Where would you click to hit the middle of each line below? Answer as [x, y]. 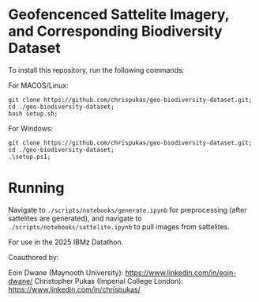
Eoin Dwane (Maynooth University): [66, 272]
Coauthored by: [34, 257]
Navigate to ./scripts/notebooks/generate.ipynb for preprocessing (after [128, 210]
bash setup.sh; [33, 113]
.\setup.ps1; [30, 157]
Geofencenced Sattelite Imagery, [119, 15]
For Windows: [31, 128]
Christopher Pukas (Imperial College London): [109, 281]
